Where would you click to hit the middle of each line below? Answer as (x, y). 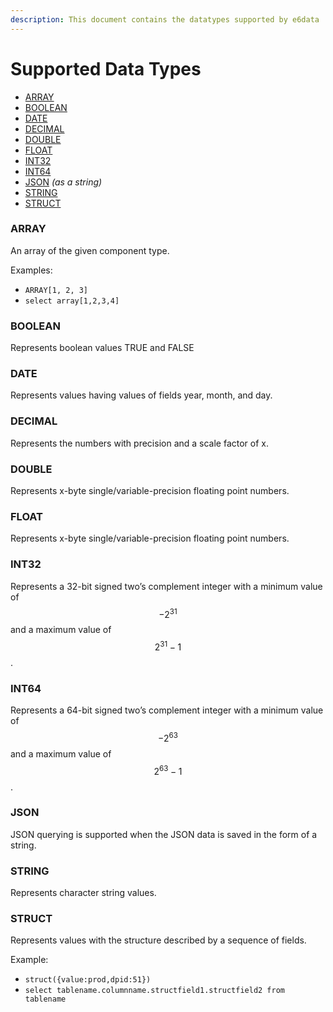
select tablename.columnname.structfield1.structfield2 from (155, 991)
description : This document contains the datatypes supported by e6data (165, 19)
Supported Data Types (106, 68)
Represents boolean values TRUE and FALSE (102, 348)
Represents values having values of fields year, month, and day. (141, 395)
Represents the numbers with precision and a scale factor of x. (139, 443)
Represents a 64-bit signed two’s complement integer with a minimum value (167, 710)
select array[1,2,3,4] (72, 301)
